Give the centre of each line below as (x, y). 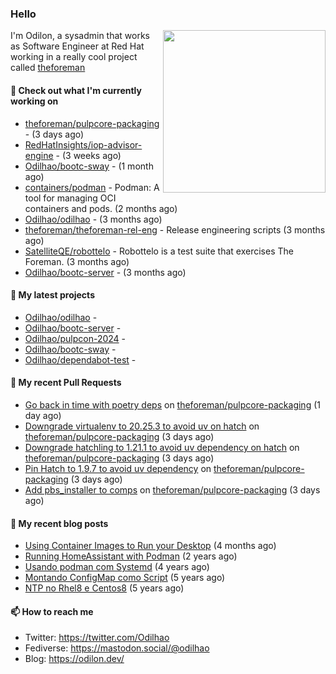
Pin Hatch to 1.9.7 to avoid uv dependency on (118, 468)
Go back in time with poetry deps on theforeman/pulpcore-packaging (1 (172, 404)
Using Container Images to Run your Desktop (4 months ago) (150, 546)
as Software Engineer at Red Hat (77, 46)
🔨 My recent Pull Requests (66, 383)
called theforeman (48, 68)
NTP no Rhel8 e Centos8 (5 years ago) (104, 588)
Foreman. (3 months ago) (77, 261)
